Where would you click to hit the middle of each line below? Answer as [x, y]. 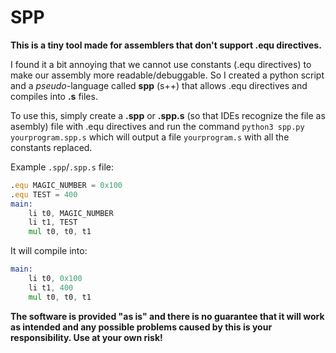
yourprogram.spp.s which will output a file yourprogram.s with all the [150, 137]
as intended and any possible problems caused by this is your [141, 327]
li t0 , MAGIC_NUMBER [71, 213]
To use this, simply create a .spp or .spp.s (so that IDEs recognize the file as [168, 115]
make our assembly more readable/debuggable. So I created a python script [167, 75]
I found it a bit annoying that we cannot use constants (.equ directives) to [161, 64]
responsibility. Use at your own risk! [86, 337]
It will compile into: [49, 251]
